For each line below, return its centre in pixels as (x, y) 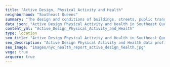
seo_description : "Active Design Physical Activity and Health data (79, 43)
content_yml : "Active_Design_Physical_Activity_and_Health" (70, 29)
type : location (21, 33)
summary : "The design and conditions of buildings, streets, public (79, 19)
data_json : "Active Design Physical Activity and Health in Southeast (81, 24)
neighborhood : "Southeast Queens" (42, 15)
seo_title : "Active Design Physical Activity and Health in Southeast (81, 38)
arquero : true (20, 57)
